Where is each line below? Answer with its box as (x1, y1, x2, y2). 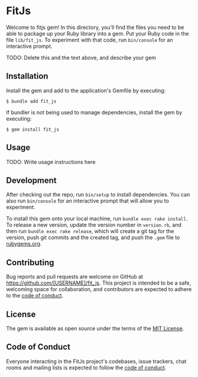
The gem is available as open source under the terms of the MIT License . (6, 325, 184, 332)
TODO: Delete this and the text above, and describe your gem (6, 54, 157, 61)
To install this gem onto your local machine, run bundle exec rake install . (6, 215, 188, 223)
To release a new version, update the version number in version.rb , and (6, 221, 182, 228)
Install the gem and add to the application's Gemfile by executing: (6, 87, 166, 94)
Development (6, 175, 57, 185)
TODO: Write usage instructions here (6, 158, 96, 165)
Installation (6, 71, 48, 81)
